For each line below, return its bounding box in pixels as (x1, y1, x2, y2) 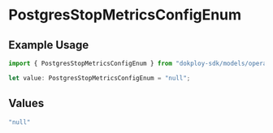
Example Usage (8, 38, 89, 52)
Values (8, 97, 45, 110)
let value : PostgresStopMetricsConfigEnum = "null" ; (8, 74, 191, 82)
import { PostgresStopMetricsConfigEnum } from (8, 59, 173, 67)
